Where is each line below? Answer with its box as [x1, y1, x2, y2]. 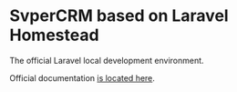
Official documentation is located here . [9, 72, 155, 83]
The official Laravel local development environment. [9, 55, 204, 66]
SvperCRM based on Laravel [9, 5, 230, 26]
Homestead [9, 25, 99, 46]
